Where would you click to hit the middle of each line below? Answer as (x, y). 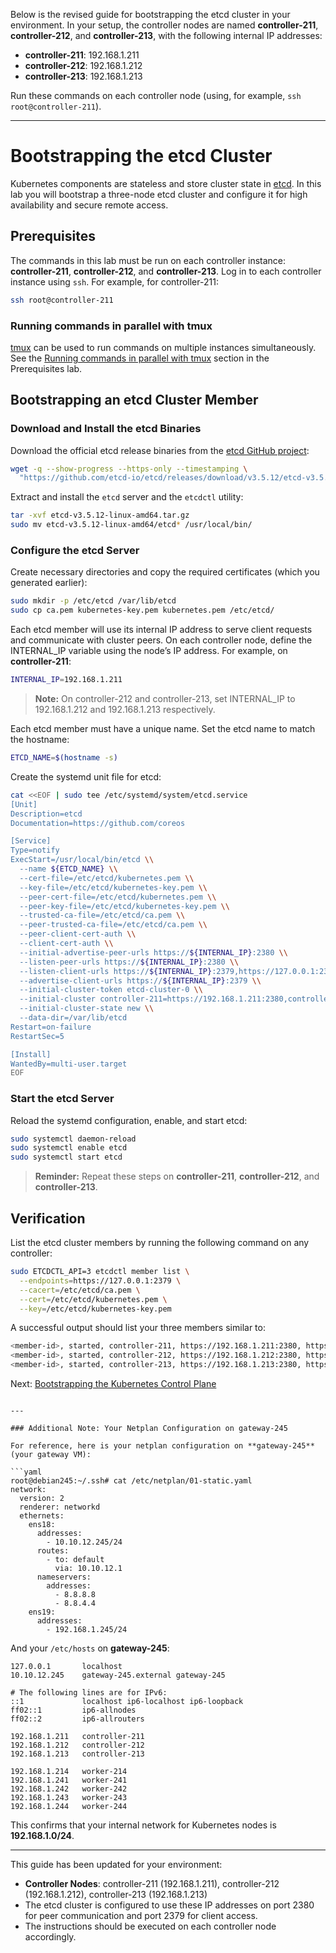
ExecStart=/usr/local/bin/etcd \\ (82, 860)
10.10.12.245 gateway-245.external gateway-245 (118, 1675)
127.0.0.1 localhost (66, 1667)
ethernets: (42, 1516)
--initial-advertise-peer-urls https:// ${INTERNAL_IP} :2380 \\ (153, 952)
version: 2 (42, 1499)
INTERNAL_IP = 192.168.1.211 (66, 680)
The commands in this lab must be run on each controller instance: (148, 260)
